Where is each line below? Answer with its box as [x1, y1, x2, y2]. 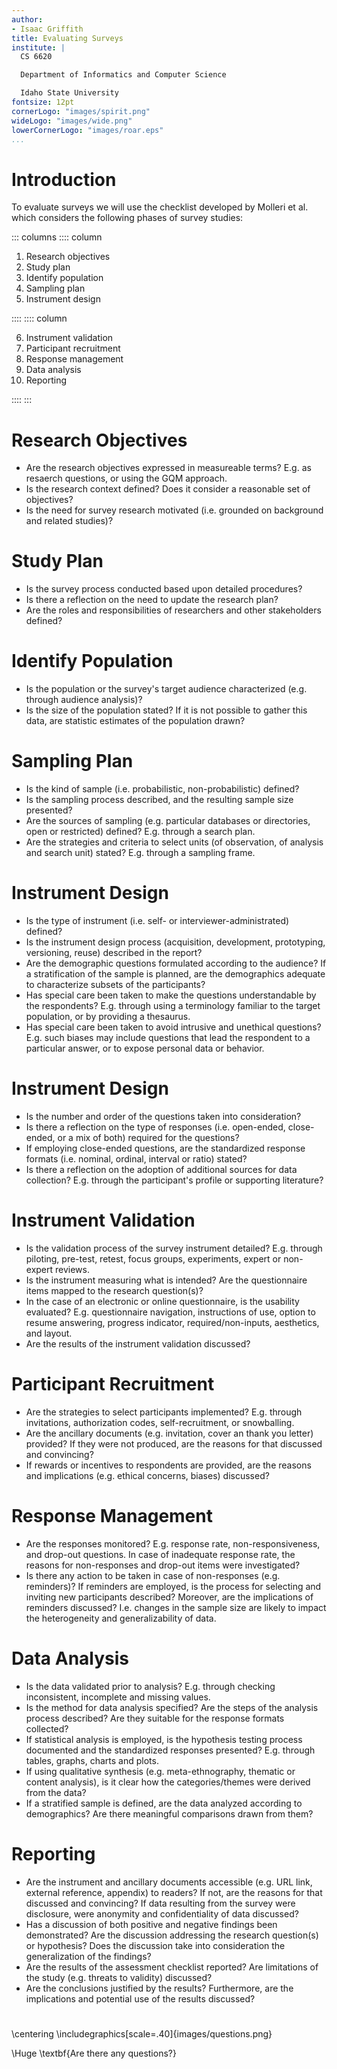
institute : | [11, 42, 66, 53]
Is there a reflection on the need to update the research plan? [25, 594, 279, 606]
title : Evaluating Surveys [11, 33, 124, 43]
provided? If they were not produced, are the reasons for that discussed [25, 1437, 323, 1450]
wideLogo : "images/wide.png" [11, 116, 133, 126]
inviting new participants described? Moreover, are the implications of [25, 1591, 314, 1603]
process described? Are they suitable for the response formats [25, 1712, 285, 1724]
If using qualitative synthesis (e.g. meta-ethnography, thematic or [25, 1765, 296, 1777]
